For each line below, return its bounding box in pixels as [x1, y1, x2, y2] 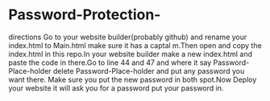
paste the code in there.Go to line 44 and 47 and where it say [8, 58, 212, 67]
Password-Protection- [8, 6, 161, 24]
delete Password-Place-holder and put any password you [52, 66, 245, 75]
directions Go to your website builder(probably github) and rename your [8, 32, 247, 42]
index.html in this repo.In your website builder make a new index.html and [8, 49, 252, 59]
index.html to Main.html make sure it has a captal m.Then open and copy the [8, 40, 262, 50]
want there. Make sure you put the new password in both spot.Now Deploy [8, 75, 257, 84]
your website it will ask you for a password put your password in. [8, 83, 224, 93]
